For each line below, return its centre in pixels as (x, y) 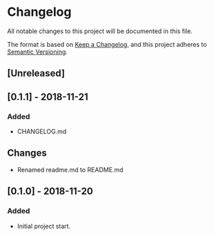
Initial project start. (44, 226)
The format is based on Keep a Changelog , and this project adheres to (107, 44)
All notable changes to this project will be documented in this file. (100, 31)
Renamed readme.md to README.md (70, 169)
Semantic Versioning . (37, 52)
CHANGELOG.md (42, 132)
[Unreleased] (36, 73)
